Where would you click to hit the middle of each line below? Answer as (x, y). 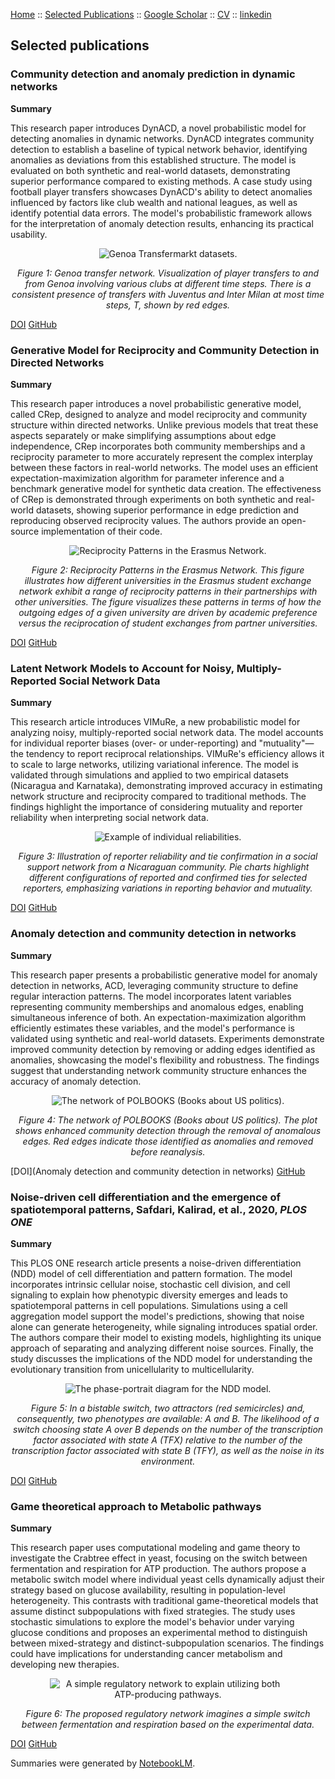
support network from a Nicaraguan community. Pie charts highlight (168, 867)
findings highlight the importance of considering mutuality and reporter (156, 807)
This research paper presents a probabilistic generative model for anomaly (164, 975)
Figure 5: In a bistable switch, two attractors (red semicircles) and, (168, 1408)
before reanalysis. (168, 1151)
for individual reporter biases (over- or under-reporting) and (133, 743)
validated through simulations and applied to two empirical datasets (149, 775)
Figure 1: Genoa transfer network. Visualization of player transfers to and (168, 273)
